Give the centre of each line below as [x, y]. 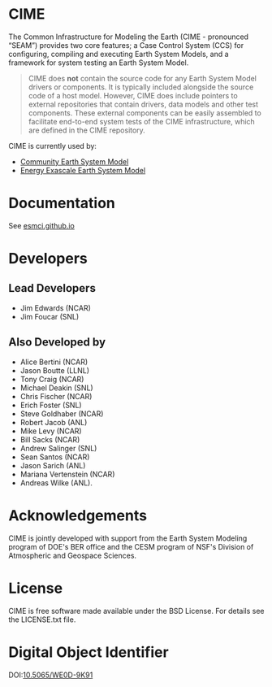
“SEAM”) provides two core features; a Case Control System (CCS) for [126, 45]
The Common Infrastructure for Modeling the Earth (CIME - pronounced [129, 37]
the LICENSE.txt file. [42, 620]
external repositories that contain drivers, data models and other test [143, 104]
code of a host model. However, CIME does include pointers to [133, 95]
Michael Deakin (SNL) [56, 388]
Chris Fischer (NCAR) [56, 396]
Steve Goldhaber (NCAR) [62, 413]
